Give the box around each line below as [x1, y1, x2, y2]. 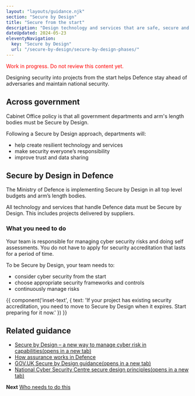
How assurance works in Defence [14, 354, 96, 361]
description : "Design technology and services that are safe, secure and [6, 25, 190, 31]
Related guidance [6, 326, 71, 336]
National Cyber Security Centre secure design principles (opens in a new [14, 366, 189, 373]
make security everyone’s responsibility [14, 147, 110, 155]
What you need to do [6, 224, 67, 232]
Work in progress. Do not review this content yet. [6, 62, 124, 70]
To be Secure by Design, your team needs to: [6, 261, 115, 269]
